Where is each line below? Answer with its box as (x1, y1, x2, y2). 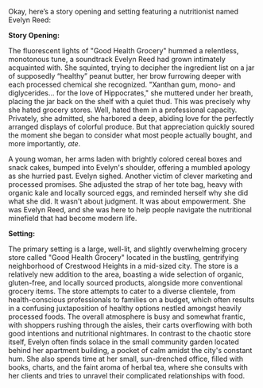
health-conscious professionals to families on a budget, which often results (8, 295, 255, 305)
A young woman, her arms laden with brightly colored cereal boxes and (8, 154, 242, 164)
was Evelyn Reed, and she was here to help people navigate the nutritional (8, 205, 252, 214)
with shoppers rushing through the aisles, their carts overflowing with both (8, 320, 253, 329)
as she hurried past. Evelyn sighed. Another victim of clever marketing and (8, 171, 253, 180)
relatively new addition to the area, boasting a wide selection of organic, (8, 270, 244, 279)
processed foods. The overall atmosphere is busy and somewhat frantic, (8, 312, 246, 321)
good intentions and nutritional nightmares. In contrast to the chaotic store (8, 329, 252, 338)
